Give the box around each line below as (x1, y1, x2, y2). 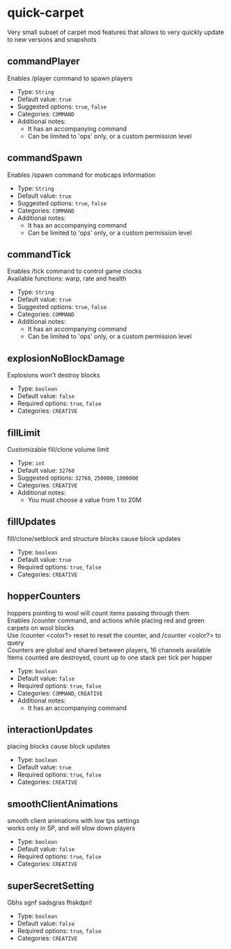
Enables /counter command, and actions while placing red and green (7, 616, 205, 625)
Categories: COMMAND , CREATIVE (17, 689, 103, 697)
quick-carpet (7, 5, 85, 21)
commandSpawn (7, 152, 83, 164)
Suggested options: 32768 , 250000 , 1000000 (17, 473, 138, 482)
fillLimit (7, 427, 40, 439)
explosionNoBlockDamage (7, 352, 125, 364)
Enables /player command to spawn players (7, 74, 133, 82)
